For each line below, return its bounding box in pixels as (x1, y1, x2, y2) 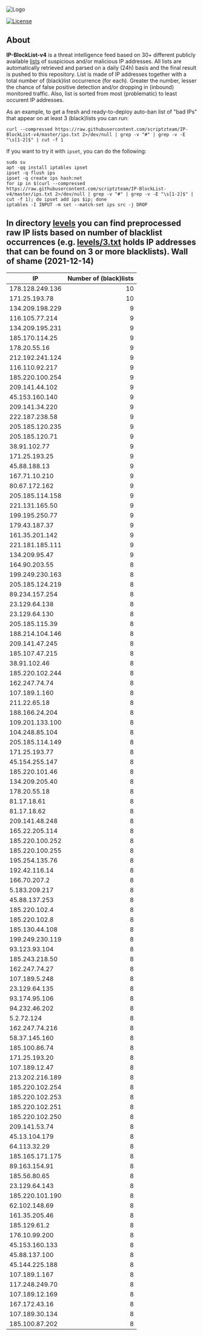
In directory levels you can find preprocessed (6, 218, 182, 229)
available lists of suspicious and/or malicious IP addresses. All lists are (6, 58, 182, 65)
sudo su (6, 159, 26, 165)
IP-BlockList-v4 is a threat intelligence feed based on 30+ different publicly (6, 51, 196, 58)
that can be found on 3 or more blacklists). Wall (6, 246, 188, 257)
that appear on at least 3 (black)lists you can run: (6, 114, 129, 121)
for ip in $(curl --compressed (6, 180, 85, 186)
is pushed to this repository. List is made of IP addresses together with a (6, 70, 187, 78)
